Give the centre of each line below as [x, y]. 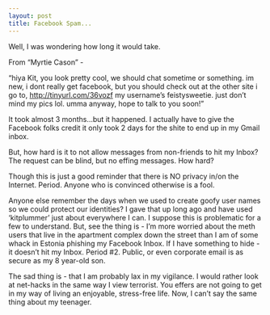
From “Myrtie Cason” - [46, 62]
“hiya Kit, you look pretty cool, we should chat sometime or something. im [131, 78]
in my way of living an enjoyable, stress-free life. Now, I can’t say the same [133, 293]
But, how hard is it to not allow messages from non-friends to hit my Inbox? [133, 152]
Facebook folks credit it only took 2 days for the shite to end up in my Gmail [134, 128]
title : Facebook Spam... [50, 23]
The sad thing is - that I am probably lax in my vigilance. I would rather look [133, 276]
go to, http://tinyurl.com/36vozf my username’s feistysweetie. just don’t [127, 94]
